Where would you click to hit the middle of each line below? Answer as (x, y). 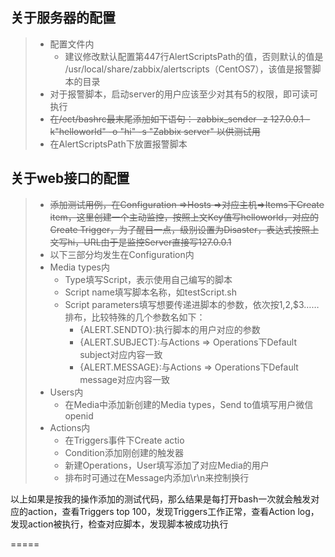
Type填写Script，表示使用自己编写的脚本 (148, 279)
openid (79, 415)
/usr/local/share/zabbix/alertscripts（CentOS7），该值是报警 (188, 69)
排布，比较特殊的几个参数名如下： (135, 317)
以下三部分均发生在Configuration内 (122, 254)
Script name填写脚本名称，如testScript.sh (151, 292)
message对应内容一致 (125, 379)
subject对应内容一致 (121, 354)
